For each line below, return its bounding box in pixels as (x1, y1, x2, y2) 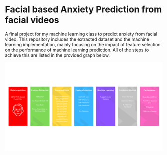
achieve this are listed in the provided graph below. (5, 52, 110, 58)
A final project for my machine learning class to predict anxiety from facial (5, 31, 157, 37)
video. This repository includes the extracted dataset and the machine (5, 36, 150, 42)
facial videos (5, 14, 59, 26)
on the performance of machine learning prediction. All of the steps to (5, 47, 149, 53)
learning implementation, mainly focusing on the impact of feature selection (5, 41, 161, 47)
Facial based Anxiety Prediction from (5, 4, 162, 15)
